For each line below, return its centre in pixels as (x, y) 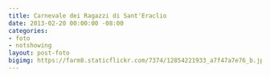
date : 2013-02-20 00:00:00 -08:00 (66, 23)
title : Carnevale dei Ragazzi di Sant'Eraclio (88, 16)
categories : (28, 30)
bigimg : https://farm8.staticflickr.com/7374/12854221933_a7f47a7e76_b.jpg (138, 61)
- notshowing (30, 46)
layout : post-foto (39, 53)
